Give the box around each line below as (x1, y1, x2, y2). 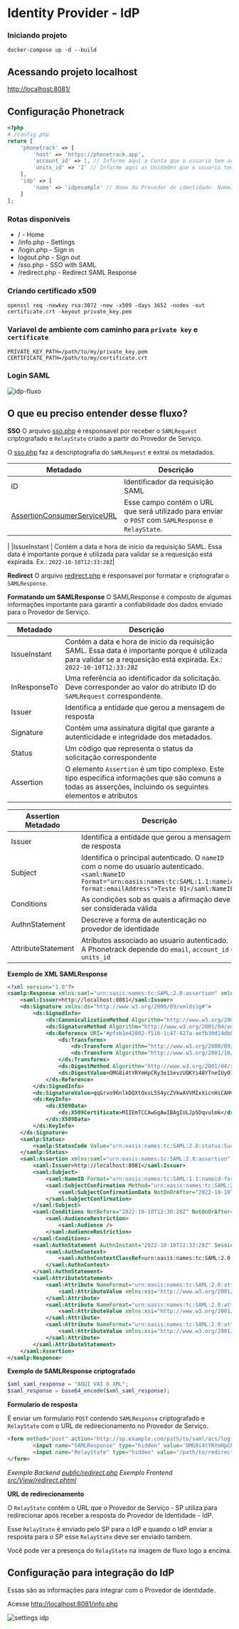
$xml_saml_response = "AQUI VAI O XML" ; (7, 1380, 129, 1388)
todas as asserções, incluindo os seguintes (65, 781, 208, 791)
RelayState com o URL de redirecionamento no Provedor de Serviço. (7, 1422, 208, 1430)
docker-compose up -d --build (7, 46, 97, 54)
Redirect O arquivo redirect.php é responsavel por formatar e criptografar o (7, 571, 230, 580)
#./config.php (7, 130, 50, 138)
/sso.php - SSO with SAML (17, 260, 97, 269)
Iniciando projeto (7, 31, 68, 41)
